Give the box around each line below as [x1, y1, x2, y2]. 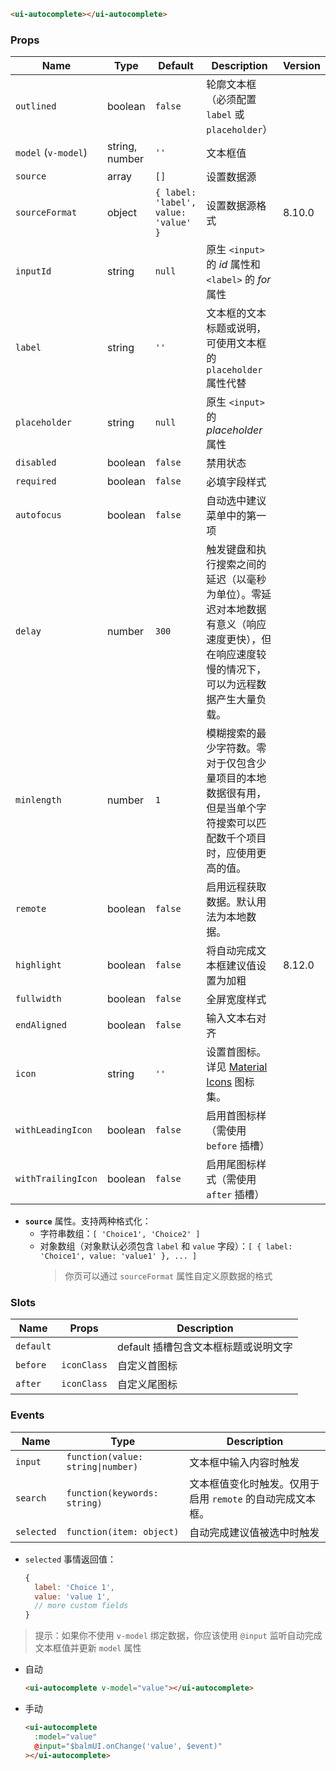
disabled [15, 457, 57, 469]
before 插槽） [206, 1139, 270, 1153]
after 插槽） [206, 1188, 265, 1202]
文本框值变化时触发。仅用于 [189, 1476, 320, 1490]
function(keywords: [66, 1487, 159, 1499]
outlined [15, 101, 57, 112]
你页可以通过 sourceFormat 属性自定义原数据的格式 [64, 1270, 273, 1282]
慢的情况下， [206, 663, 267, 677]
